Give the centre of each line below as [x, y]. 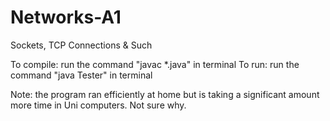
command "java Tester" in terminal [81, 75]
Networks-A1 [66, 17]
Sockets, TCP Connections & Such [81, 45]
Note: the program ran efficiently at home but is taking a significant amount [165, 94]
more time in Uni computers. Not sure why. [98, 105]
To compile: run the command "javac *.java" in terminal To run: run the [155, 64]
